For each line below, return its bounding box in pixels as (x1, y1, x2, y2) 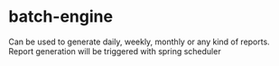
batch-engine (8, 6, 114, 27)
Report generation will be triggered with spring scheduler (8, 45, 222, 56)
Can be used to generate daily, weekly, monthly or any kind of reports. (8, 36, 270, 47)
